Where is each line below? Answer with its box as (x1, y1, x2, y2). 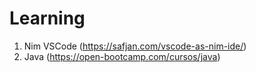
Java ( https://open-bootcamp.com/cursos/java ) (23, 50, 221, 62)
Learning (9, 7, 86, 30)
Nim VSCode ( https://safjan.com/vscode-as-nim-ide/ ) (23, 40, 247, 52)
